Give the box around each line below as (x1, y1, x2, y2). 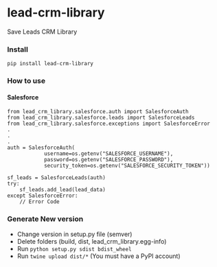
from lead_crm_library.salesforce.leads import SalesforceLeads (7, 115, 195, 121)
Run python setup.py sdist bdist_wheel (16, 244, 132, 253)
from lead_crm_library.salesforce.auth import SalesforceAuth (7, 108, 189, 115)
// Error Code (19, 198, 60, 205)
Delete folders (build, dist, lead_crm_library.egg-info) (16, 237, 167, 245)
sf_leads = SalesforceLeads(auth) (7, 174, 106, 181)
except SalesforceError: (7, 192, 78, 200)
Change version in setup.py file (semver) (16, 230, 133, 238)
